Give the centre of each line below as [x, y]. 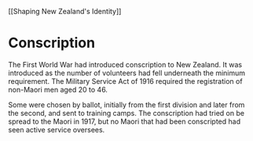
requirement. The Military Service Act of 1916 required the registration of [125, 81]
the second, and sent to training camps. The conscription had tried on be [126, 113]
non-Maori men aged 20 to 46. [58, 89]
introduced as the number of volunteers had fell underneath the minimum [127, 73]
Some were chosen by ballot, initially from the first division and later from [126, 104]
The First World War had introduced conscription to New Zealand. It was [125, 64]
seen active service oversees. [57, 129]
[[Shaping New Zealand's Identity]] [65, 11]
